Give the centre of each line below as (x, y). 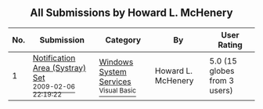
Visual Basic (118, 90)
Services (115, 82)
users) (221, 90)
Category (123, 40)
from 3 (222, 80)
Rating (230, 45)
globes (222, 71)
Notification (54, 58)
